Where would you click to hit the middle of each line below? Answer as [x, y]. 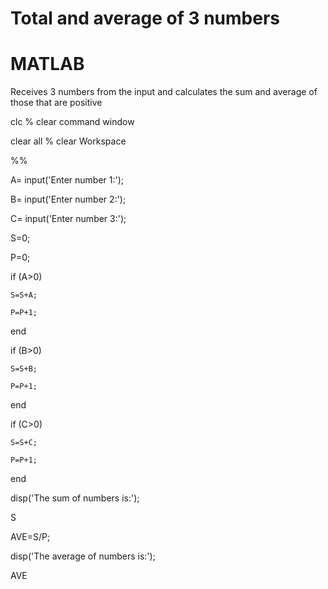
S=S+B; [24, 369]
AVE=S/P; [30, 537]
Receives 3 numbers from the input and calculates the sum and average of [164, 92]
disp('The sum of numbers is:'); [75, 498]
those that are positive [56, 103]
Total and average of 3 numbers [145, 18]
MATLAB [47, 64]
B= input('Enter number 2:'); [68, 199]
